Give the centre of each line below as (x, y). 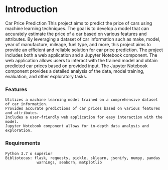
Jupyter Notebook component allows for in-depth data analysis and (77, 126)
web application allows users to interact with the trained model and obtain (81, 60)
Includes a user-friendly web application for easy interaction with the (84, 117)
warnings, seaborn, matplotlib (69, 162)
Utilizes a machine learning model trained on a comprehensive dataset (81, 100)
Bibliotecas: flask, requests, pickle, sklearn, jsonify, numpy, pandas (83, 158)
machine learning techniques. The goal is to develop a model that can (77, 28)
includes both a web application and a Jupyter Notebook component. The (81, 55)
